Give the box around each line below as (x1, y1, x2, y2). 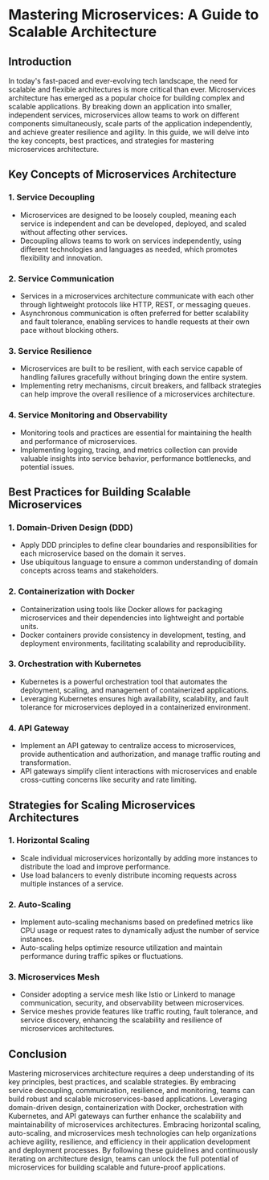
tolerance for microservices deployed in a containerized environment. (19, 702, 251, 712)
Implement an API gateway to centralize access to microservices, (19, 741, 237, 750)
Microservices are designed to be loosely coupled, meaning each (19, 210, 237, 220)
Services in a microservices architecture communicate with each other (19, 291, 255, 301)
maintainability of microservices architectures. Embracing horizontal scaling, (8, 1120, 262, 1129)
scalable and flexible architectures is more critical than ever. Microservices (8, 84, 256, 94)
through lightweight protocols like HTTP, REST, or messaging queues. (19, 299, 251, 309)
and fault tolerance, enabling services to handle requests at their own (19, 316, 251, 327)
